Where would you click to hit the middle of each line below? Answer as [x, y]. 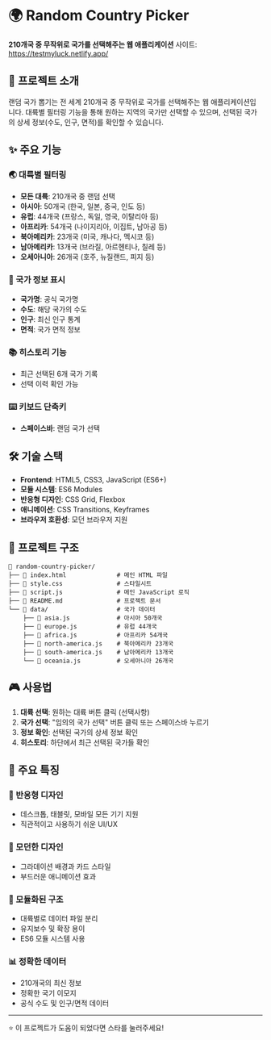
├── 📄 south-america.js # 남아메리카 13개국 [98, 652]
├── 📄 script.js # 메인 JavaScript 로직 [99, 592]
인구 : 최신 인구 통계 [50, 319]
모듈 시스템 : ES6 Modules [61, 490]
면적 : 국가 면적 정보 [50, 329]
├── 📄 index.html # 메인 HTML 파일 [88, 575]
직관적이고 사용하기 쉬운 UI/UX [69, 825]
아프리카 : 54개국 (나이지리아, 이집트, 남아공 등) [94, 227]
